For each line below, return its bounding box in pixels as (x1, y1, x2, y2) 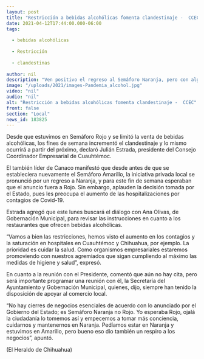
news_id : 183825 (6, 116, 47, 122)
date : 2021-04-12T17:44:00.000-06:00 (6, 20, 102, 26)
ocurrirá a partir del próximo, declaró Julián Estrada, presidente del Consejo (6, 146, 196, 153)
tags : (6, 26, 20, 32)
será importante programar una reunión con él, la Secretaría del (6, 277, 166, 285)
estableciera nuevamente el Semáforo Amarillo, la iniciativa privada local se (6, 171, 195, 178)
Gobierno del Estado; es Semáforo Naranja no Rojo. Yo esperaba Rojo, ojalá (6, 308, 195, 316)
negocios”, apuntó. (6, 334, 53, 341)
